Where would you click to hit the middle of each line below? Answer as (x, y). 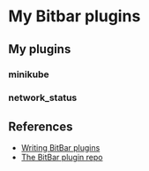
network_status (43, 97)
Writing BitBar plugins (60, 148)
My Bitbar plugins (74, 16)
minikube (29, 74)
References (41, 126)
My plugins (40, 49)
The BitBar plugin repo (62, 158)
